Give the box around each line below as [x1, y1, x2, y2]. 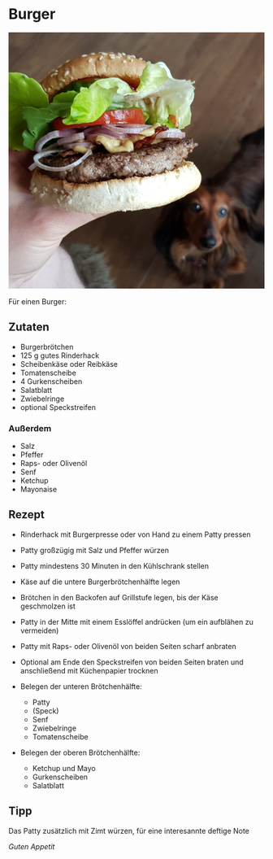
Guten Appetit [8, 841, 55, 851]
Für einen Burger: [8, 296, 67, 306]
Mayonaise [19, 485, 58, 495]
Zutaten [8, 320, 50, 334]
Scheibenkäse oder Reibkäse [19, 359, 119, 368]
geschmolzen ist [19, 601, 76, 611]
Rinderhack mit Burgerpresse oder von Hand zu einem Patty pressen [19, 530, 251, 539]
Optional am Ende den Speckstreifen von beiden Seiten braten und [19, 656, 244, 667]
